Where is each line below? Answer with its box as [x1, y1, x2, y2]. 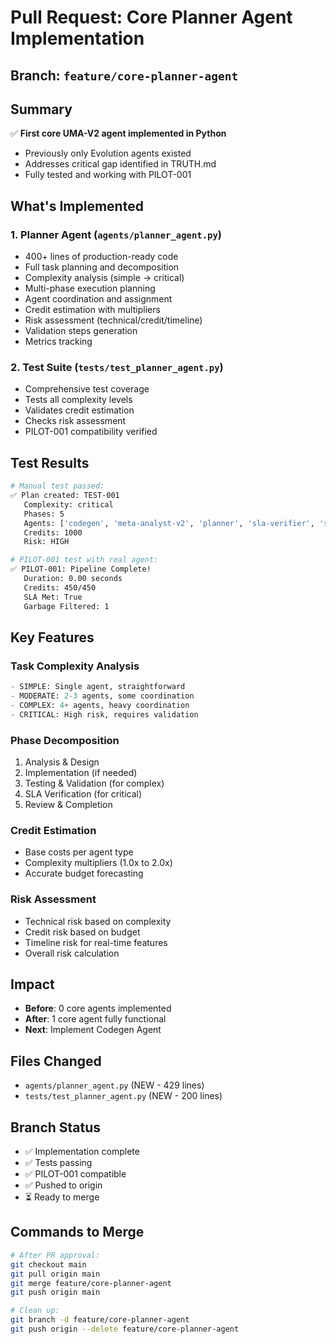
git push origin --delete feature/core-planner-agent [10, 1324, 240, 1335]
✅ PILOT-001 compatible [24, 1168, 127, 1180]
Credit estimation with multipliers [24, 304, 161, 316]
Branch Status [10, 1119, 102, 1136]
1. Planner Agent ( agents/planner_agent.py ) [10, 227, 222, 241]
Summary [10, 101, 73, 118]
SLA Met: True [23, 592, 83, 602]
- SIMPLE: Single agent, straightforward [10, 682, 186, 692]
